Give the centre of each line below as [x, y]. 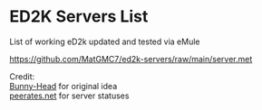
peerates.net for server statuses [69, 96]
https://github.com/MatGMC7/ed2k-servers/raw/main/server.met [131, 59]
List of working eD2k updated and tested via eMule [105, 41]
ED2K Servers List [79, 17]
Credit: [22, 76]
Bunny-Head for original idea [63, 86]
